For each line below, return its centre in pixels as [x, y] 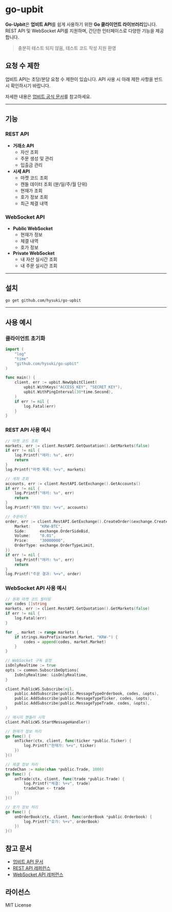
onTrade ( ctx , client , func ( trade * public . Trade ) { [70, 779]
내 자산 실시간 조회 [39, 259]
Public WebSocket [33, 228]
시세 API [21, 172]
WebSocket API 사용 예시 [36, 588]
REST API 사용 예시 [28, 430]
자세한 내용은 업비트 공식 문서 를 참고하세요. [48, 97]
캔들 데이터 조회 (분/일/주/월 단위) [54, 184]
